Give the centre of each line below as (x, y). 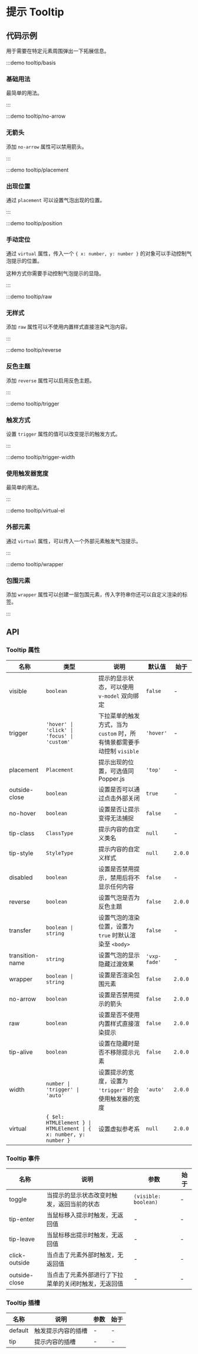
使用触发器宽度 (27, 473)
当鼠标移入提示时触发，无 (82, 1215)
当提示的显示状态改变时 (79, 1195)
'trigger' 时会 (119, 1089)
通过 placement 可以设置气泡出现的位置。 (56, 200)
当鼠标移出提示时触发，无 (82, 1235)
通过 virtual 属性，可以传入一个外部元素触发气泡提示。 (74, 541)
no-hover (23, 813)
